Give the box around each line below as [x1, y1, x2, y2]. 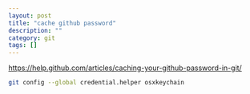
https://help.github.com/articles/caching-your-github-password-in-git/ [8, 63, 242, 72]
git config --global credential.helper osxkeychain [8, 79, 184, 87]
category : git [8, 33, 56, 42]
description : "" [8, 26, 62, 34]
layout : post [8, 11, 52, 20]
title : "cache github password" [8, 19, 116, 27]
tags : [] [8, 41, 38, 49]
